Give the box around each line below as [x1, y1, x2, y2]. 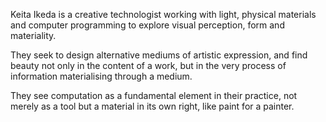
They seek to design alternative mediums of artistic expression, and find [10, 49, 308, 61]
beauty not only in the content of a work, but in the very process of [10, 60, 287, 71]
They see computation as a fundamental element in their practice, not [10, 90, 298, 101]
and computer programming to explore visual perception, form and [10, 19, 285, 31]
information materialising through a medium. [10, 70, 193, 82]
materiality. [10, 30, 57, 41]
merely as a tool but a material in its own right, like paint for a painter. [10, 100, 295, 112]
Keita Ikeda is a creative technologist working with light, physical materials [10, 9, 317, 20]
